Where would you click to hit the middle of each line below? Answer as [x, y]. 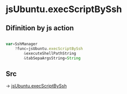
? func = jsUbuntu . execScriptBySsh [49, 49]
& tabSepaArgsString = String [52, 58]
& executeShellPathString [50, 53]
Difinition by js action [40, 28]
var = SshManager [22, 44]
